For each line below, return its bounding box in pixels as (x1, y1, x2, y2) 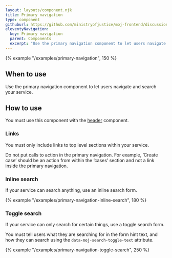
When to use (5, 70, 47, 78)
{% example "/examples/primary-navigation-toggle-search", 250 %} (5, 247, 150, 253)
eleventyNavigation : (5, 27, 50, 32)
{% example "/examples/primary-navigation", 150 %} (5, 55, 117, 61)
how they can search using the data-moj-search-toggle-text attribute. (5, 237, 154, 243)
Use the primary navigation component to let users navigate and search (5, 83, 157, 90)
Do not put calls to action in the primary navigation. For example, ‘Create (5, 152, 158, 158)
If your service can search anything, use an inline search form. (5, 187, 137, 193)
